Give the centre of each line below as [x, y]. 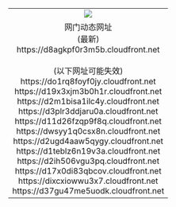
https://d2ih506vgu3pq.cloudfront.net [88, 161]
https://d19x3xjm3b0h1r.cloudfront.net [88, 91]
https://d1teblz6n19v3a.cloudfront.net [88, 150]
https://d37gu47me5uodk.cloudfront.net [88, 190]
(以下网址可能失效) [88, 71]
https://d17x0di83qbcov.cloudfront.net [88, 170]
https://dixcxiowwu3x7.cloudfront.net [88, 181]
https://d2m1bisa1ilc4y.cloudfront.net [88, 101]
